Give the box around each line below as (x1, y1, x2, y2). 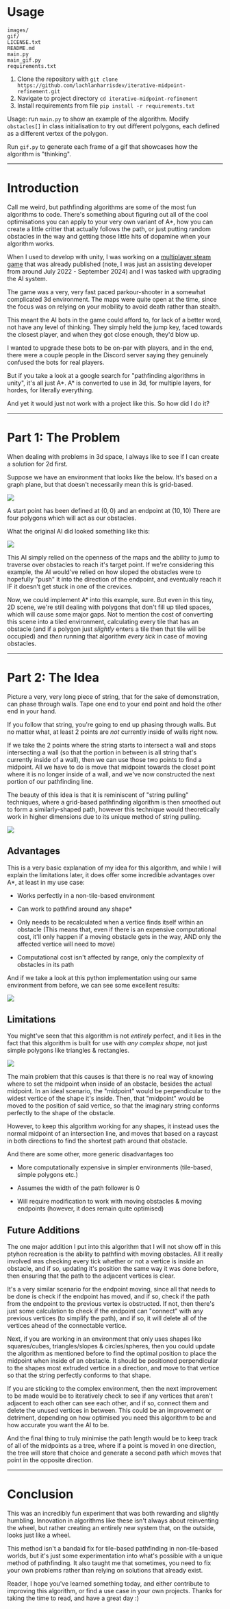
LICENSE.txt (7, 38, 41, 45)
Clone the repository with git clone (16, 75, 118, 83)
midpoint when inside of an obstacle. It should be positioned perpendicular (7, 1357, 219, 1365)
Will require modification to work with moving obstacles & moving (16, 1197, 202, 1206)
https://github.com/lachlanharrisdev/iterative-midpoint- (16, 82, 186, 89)
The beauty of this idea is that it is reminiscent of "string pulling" (7, 790, 189, 799)
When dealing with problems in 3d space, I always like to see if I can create (7, 452, 220, 460)
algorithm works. (7, 239, 55, 248)
